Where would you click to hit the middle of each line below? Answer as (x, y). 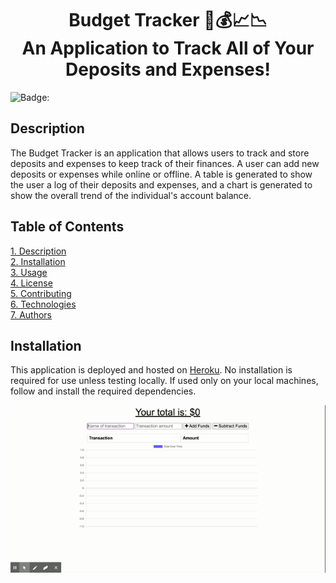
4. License (31, 283)
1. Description (38, 251)
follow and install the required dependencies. (103, 391)
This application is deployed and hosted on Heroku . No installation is (151, 370)
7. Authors (31, 314)
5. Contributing (41, 293)
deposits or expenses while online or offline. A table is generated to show (161, 174)
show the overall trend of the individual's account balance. (131, 195)
